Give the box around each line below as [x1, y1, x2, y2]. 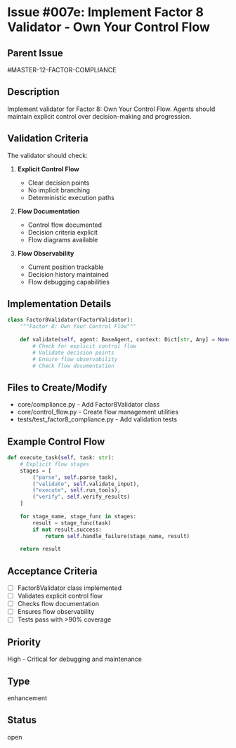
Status [7, 714, 37, 726]
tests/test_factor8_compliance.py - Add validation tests [17, 415, 178, 424]
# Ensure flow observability [32, 355, 118, 362]
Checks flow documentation [17, 600, 100, 608]
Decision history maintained [27, 270, 109, 278]
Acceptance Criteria [7, 565, 98, 577]
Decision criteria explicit [27, 228, 98, 236]
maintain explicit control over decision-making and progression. [7, 112, 192, 120]
